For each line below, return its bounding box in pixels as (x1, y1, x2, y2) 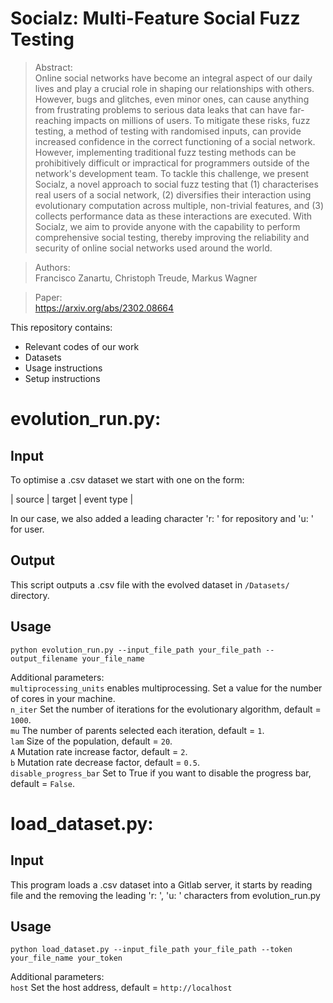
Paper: (34, 291, 63, 303)
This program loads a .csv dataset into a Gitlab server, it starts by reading (10, 878, 313, 891)
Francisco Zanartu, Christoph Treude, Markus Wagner (34, 272, 258, 284)
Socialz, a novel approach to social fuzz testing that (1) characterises (34, 178, 319, 190)
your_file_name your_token (10, 953, 123, 964)
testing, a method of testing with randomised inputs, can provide (34, 125, 302, 137)
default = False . (10, 777, 75, 789)
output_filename (10, 653, 78, 664)
